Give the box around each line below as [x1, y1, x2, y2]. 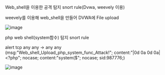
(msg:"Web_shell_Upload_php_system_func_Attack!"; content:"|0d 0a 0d [5, 50, 153, 55]
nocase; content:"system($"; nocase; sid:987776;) [22, 55, 125, 60]
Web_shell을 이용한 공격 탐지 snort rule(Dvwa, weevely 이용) [5, 4, 125, 10]
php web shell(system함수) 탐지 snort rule [5, 35, 90, 40]
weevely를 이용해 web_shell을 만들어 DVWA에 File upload [5, 15, 119, 21]
